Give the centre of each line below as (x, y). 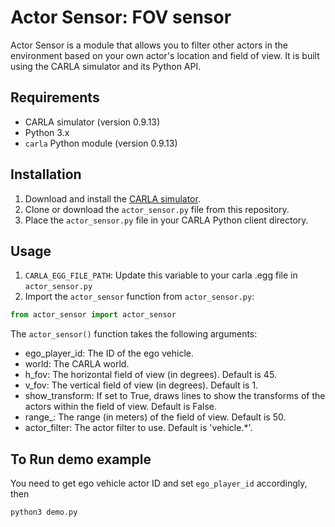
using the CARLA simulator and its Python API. (106, 66)
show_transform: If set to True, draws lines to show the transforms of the (175, 396)
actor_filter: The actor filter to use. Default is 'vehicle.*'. (138, 428)
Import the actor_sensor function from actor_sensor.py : (139, 297)
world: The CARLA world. (77, 364)
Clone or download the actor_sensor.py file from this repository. (157, 209)
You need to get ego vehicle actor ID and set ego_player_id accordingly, (159, 483)
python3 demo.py (44, 512)
